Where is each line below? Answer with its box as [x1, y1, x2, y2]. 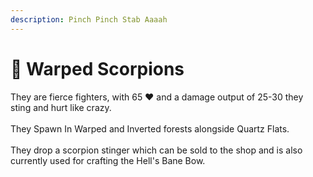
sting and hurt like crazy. [10, 101, 112, 113]
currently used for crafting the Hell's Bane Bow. [10, 154, 206, 166]
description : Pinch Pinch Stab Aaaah [10, 14, 168, 25]
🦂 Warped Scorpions [10, 57, 185, 80]
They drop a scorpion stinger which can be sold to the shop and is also [10, 144, 303, 156]
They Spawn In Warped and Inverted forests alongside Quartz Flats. [10, 122, 290, 135]
